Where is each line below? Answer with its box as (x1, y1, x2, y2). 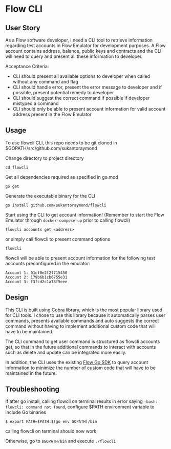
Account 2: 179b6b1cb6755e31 (5, 274, 68, 280)
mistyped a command (12, 100, 59, 106)
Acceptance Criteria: (5, 63, 49, 69)
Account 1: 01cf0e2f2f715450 (5, 270, 68, 275)
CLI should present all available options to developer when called (12, 73, 150, 79)
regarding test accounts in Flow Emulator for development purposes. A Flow (5, 42, 166, 49)
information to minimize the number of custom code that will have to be (5, 365, 156, 371)
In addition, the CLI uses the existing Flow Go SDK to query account (5, 359, 148, 365)
